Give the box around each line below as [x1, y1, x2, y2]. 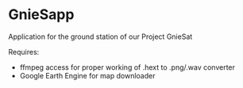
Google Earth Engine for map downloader [19, 71, 156, 80]
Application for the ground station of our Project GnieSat [8, 32, 193, 41]
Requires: [8, 47, 40, 56]
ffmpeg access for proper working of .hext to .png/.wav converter [19, 62, 236, 72]
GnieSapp [8, 6, 75, 24]
